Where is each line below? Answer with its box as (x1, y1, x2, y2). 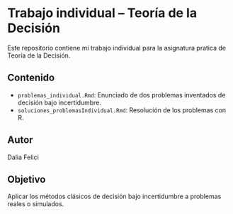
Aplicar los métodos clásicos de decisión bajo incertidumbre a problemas (7, 192, 222, 200)
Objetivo (7, 173, 46, 186)
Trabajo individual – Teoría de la (7, 5, 197, 21)
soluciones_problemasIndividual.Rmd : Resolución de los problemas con (17, 105, 227, 114)
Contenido (7, 72, 55, 84)
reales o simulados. (7, 200, 64, 208)
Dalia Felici (7, 153, 39, 161)
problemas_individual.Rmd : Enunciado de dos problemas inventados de (17, 90, 226, 99)
